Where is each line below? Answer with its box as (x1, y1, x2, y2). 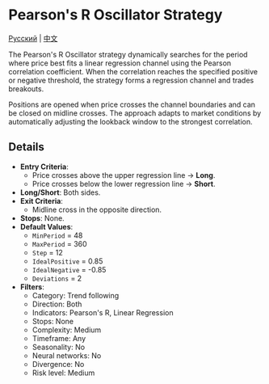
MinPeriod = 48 (32, 230, 83, 240)
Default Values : (19, 222, 74, 231)
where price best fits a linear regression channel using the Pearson (8, 58, 232, 68)
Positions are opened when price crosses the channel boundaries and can (8, 99, 256, 109)
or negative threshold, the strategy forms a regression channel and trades (8, 75, 254, 85)
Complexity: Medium (32, 325, 102, 335)
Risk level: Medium (32, 368, 95, 378)
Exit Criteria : (19, 196, 63, 205)
